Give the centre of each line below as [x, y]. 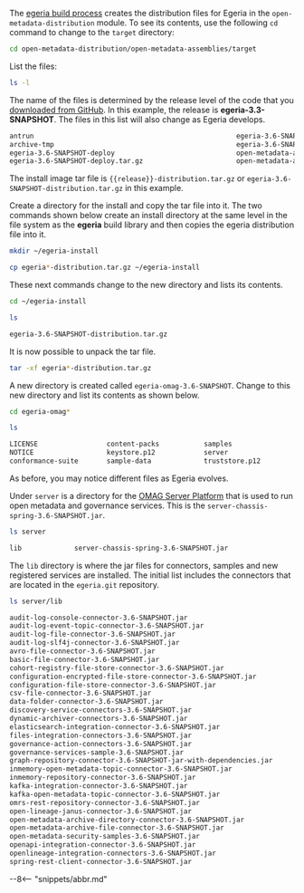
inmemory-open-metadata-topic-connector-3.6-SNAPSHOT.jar [121, 769]
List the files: [33, 66]
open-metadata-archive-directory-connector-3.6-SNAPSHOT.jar [127, 820]
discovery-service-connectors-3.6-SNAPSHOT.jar [101, 710]
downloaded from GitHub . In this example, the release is [114, 110]
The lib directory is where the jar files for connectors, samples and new [144, 565]
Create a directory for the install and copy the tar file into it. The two [136, 206]
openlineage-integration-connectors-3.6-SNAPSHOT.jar [113, 853]
